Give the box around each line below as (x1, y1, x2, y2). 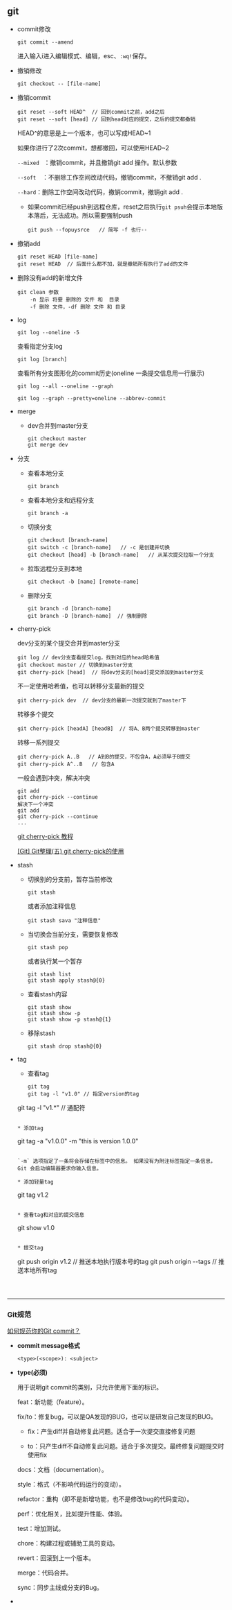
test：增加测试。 (17, 1525, 65, 1533)
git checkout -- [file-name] (17, 80, 101, 87)
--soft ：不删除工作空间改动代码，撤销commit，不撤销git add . (17, 173, 202, 181)
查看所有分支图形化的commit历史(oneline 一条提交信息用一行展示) (17, 369, 205, 377)
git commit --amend (17, 38, 74, 46)
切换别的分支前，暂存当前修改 (27, 875, 113, 883)
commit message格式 (17, 1342, 81, 1350)
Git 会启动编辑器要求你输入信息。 (17, 1165, 102, 1172)
